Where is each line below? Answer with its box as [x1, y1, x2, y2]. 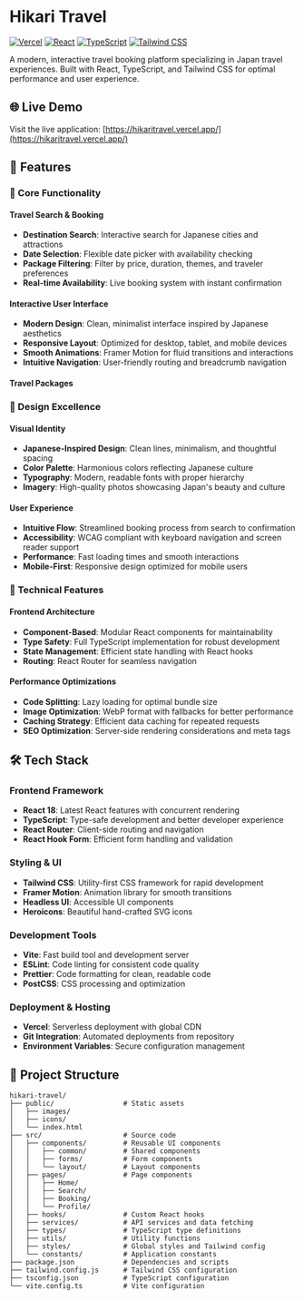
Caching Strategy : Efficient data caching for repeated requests [22, 715, 260, 727]
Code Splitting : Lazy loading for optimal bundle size [22, 696, 218, 707]
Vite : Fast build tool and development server [22, 950, 190, 960]
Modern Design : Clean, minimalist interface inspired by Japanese [22, 318, 270, 329]
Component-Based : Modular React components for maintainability [22, 626, 274, 637]
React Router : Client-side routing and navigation [22, 824, 204, 836]
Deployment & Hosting [9, 1001, 111, 1013]
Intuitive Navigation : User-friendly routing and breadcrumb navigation [22, 357, 288, 368]
